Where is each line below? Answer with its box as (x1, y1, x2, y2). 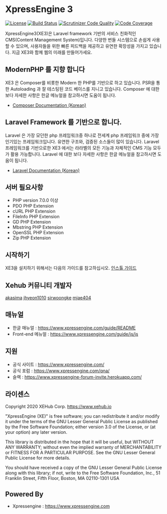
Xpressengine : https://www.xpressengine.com (12, 503, 110, 509)
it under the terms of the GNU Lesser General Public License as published (5, 419, 158, 425)
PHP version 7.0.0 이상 (12, 197, 59, 204)
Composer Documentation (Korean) (12, 102, 86, 108)
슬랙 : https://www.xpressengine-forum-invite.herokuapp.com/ (12, 374, 142, 380)
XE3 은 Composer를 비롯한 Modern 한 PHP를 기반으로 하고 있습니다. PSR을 (5, 79, 155, 86)
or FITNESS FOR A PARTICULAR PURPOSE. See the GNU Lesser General (5, 450, 155, 456)
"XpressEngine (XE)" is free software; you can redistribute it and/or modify (5, 413, 160, 419)
